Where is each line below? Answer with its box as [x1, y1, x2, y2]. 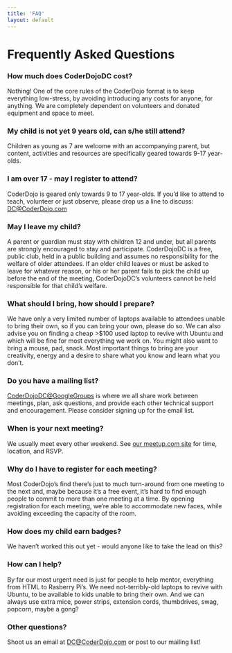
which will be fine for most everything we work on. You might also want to [7, 337, 218, 345]
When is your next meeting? [7, 424, 104, 433]
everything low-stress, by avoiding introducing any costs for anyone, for [7, 94, 213, 102]
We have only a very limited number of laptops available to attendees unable [7, 314, 225, 323]
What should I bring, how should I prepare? [7, 298, 154, 308]
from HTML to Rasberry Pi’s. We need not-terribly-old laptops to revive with [7, 582, 223, 591]
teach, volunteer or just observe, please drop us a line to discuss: [7, 197, 194, 205]
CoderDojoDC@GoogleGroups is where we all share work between [7, 392, 199, 400]
